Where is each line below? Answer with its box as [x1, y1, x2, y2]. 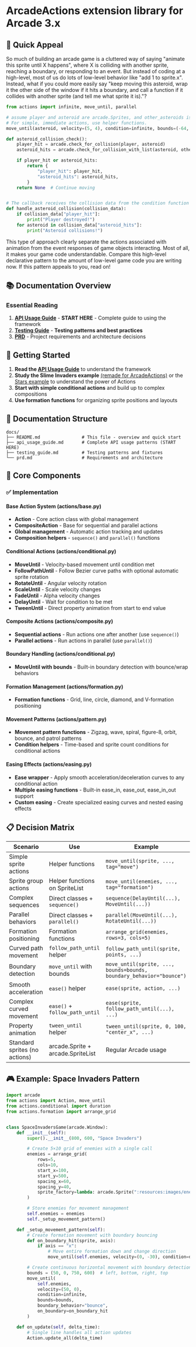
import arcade [6, 1092, 41, 1098]
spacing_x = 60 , [37, 1178, 72, 1184]
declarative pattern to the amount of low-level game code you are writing [6, 256, 182, 264]
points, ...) [106, 951, 142, 958]
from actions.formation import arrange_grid [6, 1108, 116, 1115]
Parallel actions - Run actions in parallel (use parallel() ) [14, 637, 153, 644]
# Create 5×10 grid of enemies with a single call [27, 1146, 153, 1151]
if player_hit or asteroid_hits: [16, 157, 98, 163]
